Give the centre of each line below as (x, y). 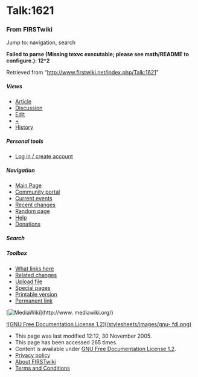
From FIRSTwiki (30, 30)
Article (23, 102)
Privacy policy (33, 355)
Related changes (36, 275)
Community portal (37, 192)
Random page (32, 211)
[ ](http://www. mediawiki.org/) (60, 312)
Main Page (28, 186)
